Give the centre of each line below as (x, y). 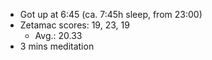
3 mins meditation (57, 46)
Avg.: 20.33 (58, 35)
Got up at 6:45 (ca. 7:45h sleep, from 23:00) (111, 14)
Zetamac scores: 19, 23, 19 (74, 25)
